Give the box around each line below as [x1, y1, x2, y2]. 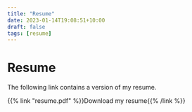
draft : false [7, 23, 46, 30]
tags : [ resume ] [7, 29, 52, 37]
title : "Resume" [7, 10, 55, 17]
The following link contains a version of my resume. [7, 83, 157, 92]
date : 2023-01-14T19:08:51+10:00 [7, 17, 105, 24]
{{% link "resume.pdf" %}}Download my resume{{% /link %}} [7, 97, 186, 105]
